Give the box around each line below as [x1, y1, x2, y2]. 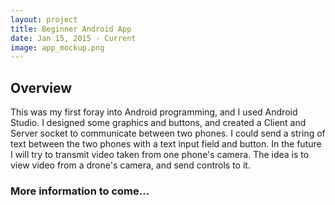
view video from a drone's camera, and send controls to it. [10, 159, 251, 171]
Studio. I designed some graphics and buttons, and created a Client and [10, 117, 307, 129]
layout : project [10, 14, 78, 25]
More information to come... [10, 184, 150, 198]
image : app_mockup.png [10, 42, 105, 53]
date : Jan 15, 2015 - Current [10, 33, 137, 43]
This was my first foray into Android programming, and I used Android [10, 106, 298, 118]
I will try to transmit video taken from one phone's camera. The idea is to [10, 149, 310, 161]
